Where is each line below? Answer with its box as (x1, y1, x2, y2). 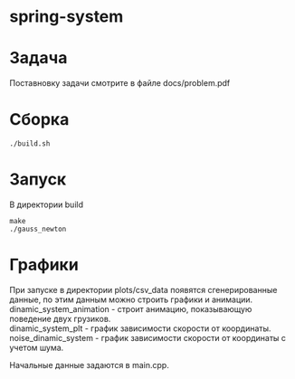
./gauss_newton (9, 224, 67, 233)
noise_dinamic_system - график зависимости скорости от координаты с (9, 332, 287, 343)
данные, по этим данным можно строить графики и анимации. (9, 294, 253, 305)
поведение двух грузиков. (9, 313, 111, 324)
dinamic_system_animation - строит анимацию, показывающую (9, 303, 252, 314)
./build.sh (9, 139, 51, 148)
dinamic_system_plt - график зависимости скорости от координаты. (9, 323, 271, 334)
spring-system (9, 6, 124, 27)
